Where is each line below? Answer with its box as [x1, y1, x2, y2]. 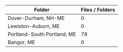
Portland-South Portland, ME [7, 31, 76, 38]
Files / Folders [80, 6, 115, 13]
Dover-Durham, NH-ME [7, 15, 65, 21]
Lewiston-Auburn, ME [7, 23, 60, 29]
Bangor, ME [7, 39, 35, 46]
